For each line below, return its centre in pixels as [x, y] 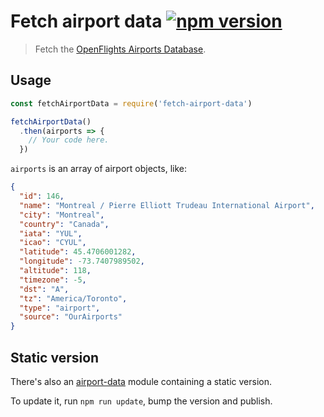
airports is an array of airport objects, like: [98, 169]
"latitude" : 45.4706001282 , [78, 252]
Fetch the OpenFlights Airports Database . [120, 49]
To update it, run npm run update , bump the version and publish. [141, 401]
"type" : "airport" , [60, 308]
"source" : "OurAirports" [71, 317]
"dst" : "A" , [44, 289]
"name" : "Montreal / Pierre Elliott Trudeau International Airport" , [167, 205]
